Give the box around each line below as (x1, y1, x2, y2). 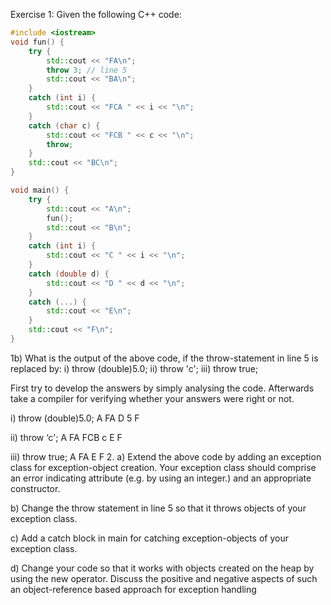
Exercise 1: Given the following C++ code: (10, 9, 182, 20)
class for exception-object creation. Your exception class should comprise (10, 461, 317, 473)
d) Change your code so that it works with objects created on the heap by (10, 562, 315, 574)
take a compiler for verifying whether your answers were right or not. (10, 392, 295, 404)
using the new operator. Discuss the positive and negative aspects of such (10, 572, 318, 584)
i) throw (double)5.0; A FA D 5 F (10, 412, 140, 424)
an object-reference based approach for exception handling (10, 583, 257, 595)
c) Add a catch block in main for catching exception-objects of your (10, 532, 289, 544)
